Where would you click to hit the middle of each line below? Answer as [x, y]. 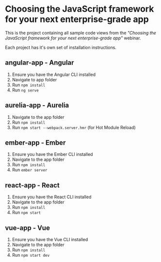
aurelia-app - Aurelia [37, 105]
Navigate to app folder [34, 79]
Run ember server [30, 170]
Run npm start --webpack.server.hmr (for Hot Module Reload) [74, 127]
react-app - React [32, 185]
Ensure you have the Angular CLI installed [54, 75]
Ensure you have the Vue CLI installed [50, 239]
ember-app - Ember [35, 142]
